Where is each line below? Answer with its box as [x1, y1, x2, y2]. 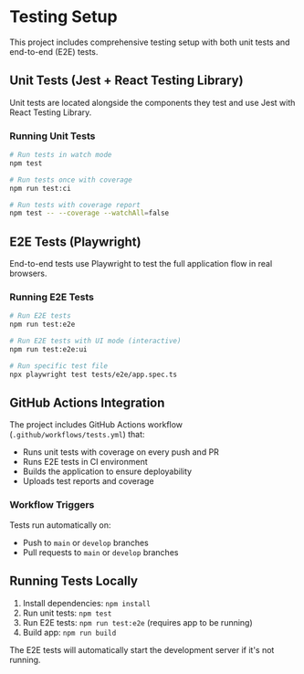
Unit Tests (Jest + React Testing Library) [9, 73, 244, 89]
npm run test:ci [9, 184, 71, 193]
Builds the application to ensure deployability [22, 466, 193, 477]
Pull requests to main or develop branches [22, 546, 179, 558]
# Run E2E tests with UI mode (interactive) [9, 336, 182, 346]
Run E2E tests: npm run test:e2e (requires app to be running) [22, 616, 253, 627]
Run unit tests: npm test [22, 607, 112, 618]
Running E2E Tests [9, 290, 94, 303]
